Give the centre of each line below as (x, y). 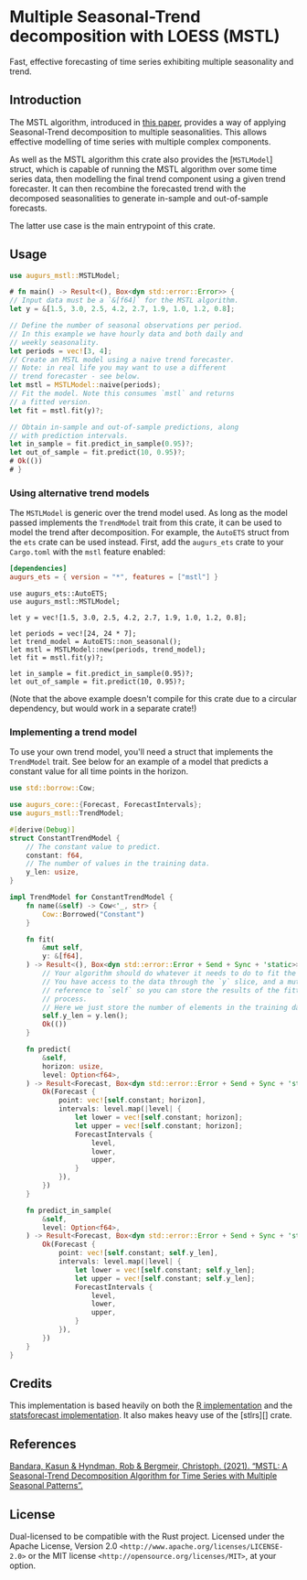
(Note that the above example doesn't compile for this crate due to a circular (153, 698)
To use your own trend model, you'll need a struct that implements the (142, 752)
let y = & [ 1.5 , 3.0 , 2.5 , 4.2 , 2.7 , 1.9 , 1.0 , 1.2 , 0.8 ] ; (122, 309)
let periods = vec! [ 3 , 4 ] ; (61, 351)
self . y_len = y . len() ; (85, 1016)
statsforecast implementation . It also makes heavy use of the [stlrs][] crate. (151, 1415)
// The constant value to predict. (94, 847)
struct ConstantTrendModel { (65, 838)
